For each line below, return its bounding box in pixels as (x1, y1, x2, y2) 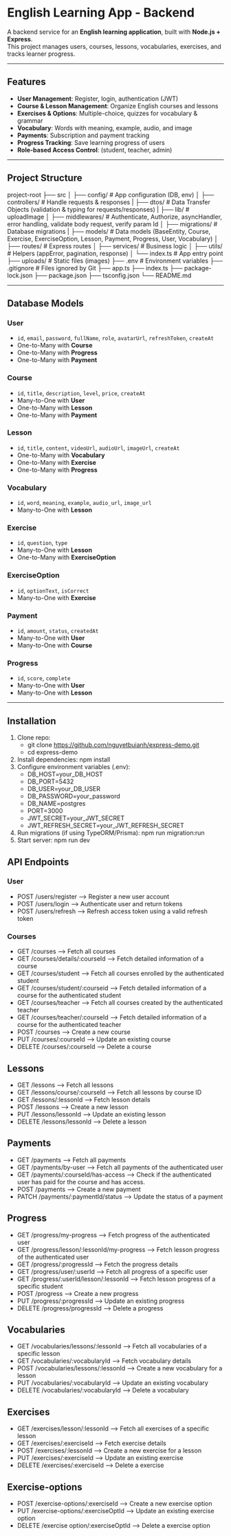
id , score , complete (16, 674, 71, 682)
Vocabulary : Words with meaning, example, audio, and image (16, 123, 192, 132)
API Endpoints (7, 856, 69, 868)
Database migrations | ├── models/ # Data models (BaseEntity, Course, (7, 227, 211, 235)
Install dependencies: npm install (16, 755, 111, 764)
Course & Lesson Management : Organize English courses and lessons (16, 101, 219, 110)
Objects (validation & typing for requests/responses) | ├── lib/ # (7, 205, 190, 213)
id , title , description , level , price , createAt (16, 388, 146, 397)
